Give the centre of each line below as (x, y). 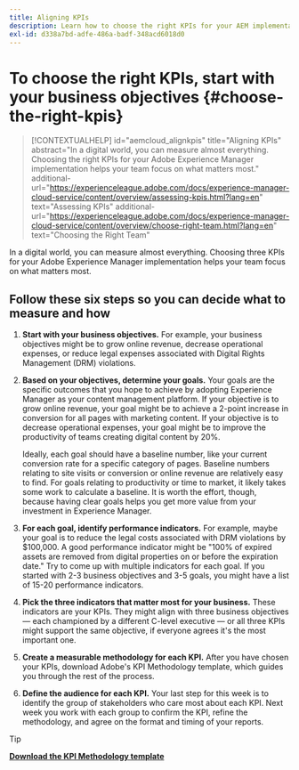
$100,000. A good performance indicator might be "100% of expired (147, 547)
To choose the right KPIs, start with (142, 78)
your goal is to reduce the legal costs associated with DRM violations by (154, 538)
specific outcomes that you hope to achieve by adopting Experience (147, 390)
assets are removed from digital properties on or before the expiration (150, 556)
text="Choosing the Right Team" (90, 235)
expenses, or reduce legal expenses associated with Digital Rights (143, 353)
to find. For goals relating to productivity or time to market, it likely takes (154, 482)
